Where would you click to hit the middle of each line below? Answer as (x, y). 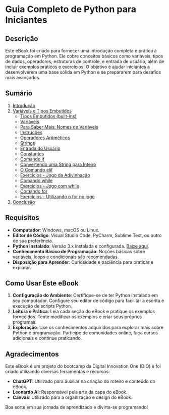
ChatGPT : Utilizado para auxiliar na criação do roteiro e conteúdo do (84, 381)
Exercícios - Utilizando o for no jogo (57, 196)
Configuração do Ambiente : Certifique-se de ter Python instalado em (85, 295)
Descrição (22, 39)
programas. (24, 322)
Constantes (32, 154)
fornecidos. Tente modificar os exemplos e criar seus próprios (77, 317)
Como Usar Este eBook (42, 283)
